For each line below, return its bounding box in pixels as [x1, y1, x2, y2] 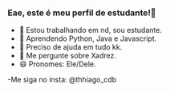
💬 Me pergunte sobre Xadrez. [18, 51, 117, 61]
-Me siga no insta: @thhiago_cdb [7, 75, 117, 85]
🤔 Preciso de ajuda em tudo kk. [18, 42, 123, 52]
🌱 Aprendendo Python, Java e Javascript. [18, 34, 157, 43]
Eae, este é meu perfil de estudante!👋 [7, 7, 157, 18]
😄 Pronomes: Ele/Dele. [18, 59, 97, 69]
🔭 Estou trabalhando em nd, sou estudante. [18, 26, 162, 35]
